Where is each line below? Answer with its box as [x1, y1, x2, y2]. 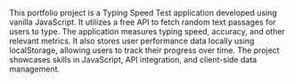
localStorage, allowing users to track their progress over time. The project [9, 45, 280, 56]
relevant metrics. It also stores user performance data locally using [9, 35, 255, 46]
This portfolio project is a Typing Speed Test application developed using [9, 8, 278, 18]
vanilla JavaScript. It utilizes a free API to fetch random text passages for [9, 17, 276, 27]
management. [9, 64, 61, 74]
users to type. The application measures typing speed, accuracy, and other [9, 26, 285, 36]
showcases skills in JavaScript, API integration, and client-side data [9, 55, 257, 64]
